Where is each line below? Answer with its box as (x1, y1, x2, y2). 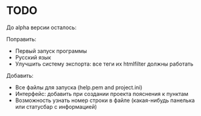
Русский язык (15, 53, 51, 61)
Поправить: (6, 35, 37, 43)
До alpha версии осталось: (6, 24, 77, 31)
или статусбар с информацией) (15, 103, 97, 110)
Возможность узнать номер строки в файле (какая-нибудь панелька (15, 97, 195, 104)
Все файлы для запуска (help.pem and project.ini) (15, 83, 143, 91)
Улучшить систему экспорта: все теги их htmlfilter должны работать (15, 60, 194, 67)
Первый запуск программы (15, 47, 87, 55)
